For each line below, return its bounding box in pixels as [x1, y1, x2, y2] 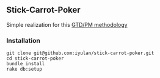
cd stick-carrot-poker [6, 55, 64, 62]
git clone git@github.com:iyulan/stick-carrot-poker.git [6, 50, 155, 57]
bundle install [6, 61, 45, 67]
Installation [6, 36, 41, 44]
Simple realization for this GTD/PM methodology [6, 21, 128, 28]
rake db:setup [6, 66, 43, 73]
